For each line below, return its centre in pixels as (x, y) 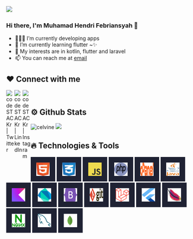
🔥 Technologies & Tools (75, 146)
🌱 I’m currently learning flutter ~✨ (56, 45)
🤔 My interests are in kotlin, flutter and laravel (70, 51)
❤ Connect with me (43, 79)
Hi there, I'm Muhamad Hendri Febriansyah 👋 (72, 25)
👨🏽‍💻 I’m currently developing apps (57, 39)
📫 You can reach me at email (51, 58)
